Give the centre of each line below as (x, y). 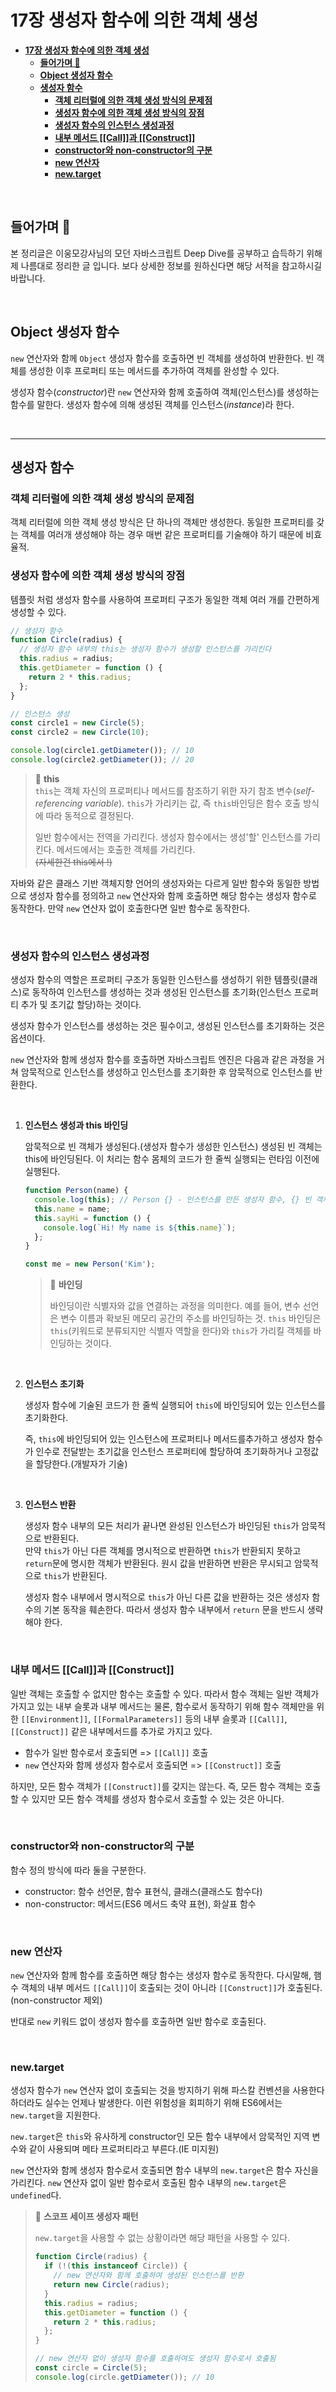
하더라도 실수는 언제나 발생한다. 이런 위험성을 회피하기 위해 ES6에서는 (146, 2103)
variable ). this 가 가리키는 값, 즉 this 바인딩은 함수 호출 (193, 803)
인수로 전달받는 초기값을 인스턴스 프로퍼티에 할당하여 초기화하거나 (164, 1452)
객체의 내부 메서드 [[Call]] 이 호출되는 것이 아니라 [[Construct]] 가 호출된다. (171, 1988)
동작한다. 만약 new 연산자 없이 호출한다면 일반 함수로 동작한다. (130, 908)
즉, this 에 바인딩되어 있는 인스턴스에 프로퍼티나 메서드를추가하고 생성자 (164, 1439)
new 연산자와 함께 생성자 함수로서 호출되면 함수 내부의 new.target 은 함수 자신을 (165, 2170)
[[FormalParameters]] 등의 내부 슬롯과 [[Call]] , (190, 1718)
